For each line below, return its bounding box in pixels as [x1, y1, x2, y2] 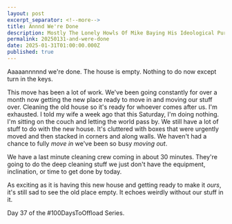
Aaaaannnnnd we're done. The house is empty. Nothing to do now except [7, 67, 217, 76]
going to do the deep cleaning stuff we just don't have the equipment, [7, 160, 206, 168]
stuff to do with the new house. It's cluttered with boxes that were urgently [7, 125, 220, 133]
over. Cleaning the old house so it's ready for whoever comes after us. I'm [7, 103, 217, 111]
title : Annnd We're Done [7, 23, 79, 30]
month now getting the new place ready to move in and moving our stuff [7, 95, 213, 103]
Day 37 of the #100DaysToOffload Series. [7, 208, 125, 217]
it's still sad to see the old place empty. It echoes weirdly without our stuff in [7, 187, 224, 196]
